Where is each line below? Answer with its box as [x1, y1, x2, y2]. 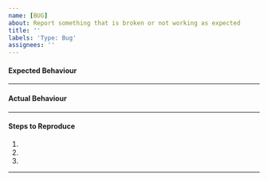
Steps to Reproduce [8, 121, 76, 131]
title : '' [8, 26, 41, 34]
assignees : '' [8, 41, 56, 49]
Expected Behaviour [8, 65, 77, 75]
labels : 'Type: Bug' [8, 33, 77, 42]
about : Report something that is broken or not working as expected [8, 19, 241, 27]
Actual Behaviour [8, 93, 67, 103]
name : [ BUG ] [8, 11, 48, 20]
